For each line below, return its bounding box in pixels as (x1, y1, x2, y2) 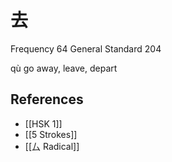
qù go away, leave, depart (10, 62, 118, 74)
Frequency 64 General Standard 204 (10, 42, 162, 55)
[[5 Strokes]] (24, 128, 78, 140)
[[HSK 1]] (24, 117, 63, 130)
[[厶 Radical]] (24, 140, 80, 152)
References (10, 91, 84, 108)
